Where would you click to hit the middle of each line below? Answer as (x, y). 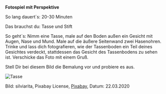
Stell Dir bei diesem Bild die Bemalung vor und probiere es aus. (70, 67)
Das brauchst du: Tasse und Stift (39, 26)
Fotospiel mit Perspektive (32, 7)
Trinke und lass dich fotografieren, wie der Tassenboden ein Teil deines (79, 47)
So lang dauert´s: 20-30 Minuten (39, 17)
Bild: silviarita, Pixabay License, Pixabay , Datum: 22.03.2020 (67, 86)
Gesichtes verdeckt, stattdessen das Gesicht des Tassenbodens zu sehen (81, 52)
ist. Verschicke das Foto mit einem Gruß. (47, 57)
